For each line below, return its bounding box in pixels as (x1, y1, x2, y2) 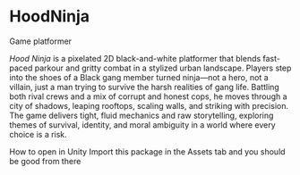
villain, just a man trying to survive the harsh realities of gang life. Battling (9, 81, 279, 92)
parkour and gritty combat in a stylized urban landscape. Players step (34, 62, 292, 73)
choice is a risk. (9, 129, 67, 139)
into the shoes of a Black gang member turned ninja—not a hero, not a (9, 71, 269, 82)
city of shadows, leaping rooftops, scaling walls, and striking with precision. (9, 100, 289, 111)
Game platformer (9, 36, 73, 46)
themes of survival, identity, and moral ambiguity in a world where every (9, 119, 276, 130)
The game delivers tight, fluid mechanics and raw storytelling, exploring (9, 110, 274, 121)
